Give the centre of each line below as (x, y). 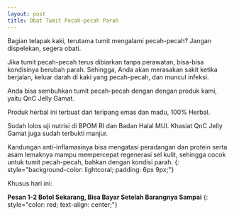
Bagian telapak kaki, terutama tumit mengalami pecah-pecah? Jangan (109, 40)
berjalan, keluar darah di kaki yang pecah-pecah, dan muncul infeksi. (108, 77)
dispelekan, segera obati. (44, 48)
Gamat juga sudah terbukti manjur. (58, 133)
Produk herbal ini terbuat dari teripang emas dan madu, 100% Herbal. (109, 112)
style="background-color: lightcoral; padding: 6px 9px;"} (91, 169)
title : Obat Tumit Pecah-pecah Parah (63, 21)
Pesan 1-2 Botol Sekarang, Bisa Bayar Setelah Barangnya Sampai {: (108, 197)
